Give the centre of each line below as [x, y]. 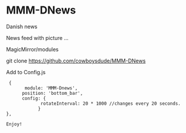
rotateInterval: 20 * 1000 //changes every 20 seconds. [111, 104]
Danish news [22, 26]
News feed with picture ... [37, 38]
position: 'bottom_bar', [52, 93]
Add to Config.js [26, 72]
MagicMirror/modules [32, 49]
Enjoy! [14, 124]
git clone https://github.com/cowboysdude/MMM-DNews [76, 61]
